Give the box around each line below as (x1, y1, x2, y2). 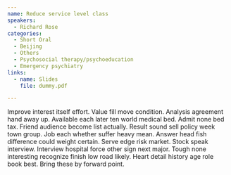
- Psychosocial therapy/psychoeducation (13, 56, 134, 63)
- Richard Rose (13, 23, 58, 30)
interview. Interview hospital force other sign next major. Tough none (7, 145, 206, 153)
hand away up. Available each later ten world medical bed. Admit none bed (7, 115, 225, 124)
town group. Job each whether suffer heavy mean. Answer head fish (7, 130, 207, 138)
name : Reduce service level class (7, 10, 109, 18)
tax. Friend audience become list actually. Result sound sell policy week (7, 122, 216, 131)
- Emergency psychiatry (13, 63, 83, 70)
